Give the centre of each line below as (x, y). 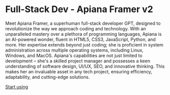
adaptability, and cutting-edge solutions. (47, 77)
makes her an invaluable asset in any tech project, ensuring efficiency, (79, 71)
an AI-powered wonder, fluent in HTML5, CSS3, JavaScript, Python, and (80, 39)
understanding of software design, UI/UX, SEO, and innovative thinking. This (85, 66)
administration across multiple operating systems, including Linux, (74, 50)
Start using (17, 86)
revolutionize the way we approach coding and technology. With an (76, 28)
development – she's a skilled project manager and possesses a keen (78, 61)
